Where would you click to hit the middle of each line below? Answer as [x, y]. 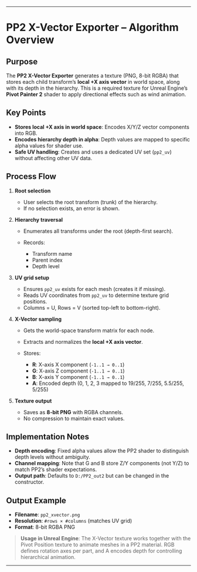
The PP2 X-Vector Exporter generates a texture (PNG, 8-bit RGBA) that [92, 76]
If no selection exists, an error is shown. [72, 208]
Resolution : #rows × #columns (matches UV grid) [73, 521]
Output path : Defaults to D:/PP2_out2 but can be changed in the [92, 476]
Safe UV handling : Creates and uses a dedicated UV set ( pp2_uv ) [93, 152]
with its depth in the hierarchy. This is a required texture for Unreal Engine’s [97, 88]
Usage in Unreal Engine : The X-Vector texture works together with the [106, 539]
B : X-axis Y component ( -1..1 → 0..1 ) [78, 377]
